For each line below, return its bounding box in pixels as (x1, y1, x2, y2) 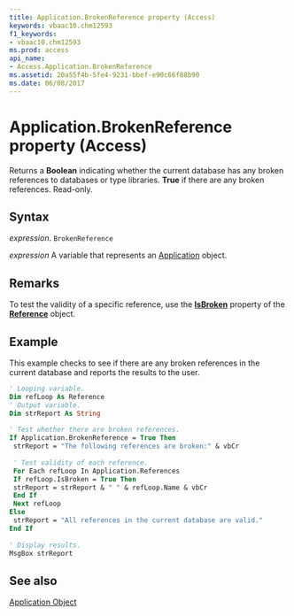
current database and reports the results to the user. (9, 367, 201, 377)
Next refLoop (12, 499, 62, 509)
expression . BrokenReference (9, 233, 113, 243)
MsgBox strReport (9, 549, 73, 558)
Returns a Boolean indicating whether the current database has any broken (9, 165, 284, 175)
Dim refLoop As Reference (9, 392, 104, 401)
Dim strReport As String (9, 409, 101, 418)
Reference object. (9, 309, 76, 320)
